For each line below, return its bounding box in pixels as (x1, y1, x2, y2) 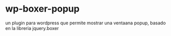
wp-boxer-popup (5, 3, 80, 15)
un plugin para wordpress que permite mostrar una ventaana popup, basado (5, 20, 166, 26)
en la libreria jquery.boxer (5, 25, 59, 31)
